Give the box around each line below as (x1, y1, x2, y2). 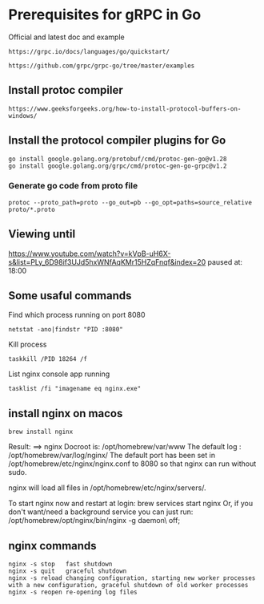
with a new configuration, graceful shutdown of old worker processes (8, 582, 249, 590)
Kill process (8, 339, 47, 350)
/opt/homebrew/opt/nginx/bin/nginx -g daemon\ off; (8, 516, 181, 525)
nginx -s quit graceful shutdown (8, 567, 127, 575)
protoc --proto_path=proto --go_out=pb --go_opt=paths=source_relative (8, 198, 252, 206)
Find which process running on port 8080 (8, 310, 146, 320)
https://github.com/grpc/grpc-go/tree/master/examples (8, 62, 195, 70)
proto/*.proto (8, 205, 56, 213)
